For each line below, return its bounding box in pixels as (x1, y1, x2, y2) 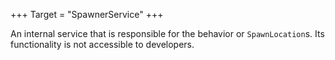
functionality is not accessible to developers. (10, 39, 195, 50)
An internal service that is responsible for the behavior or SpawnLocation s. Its (10, 28, 325, 39)
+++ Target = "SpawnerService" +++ (10, 9, 164, 20)
